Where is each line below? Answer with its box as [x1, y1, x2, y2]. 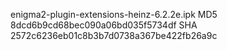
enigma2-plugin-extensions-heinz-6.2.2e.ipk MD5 [10, 9, 218, 20]
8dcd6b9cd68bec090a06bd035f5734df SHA [10, 19, 198, 31]
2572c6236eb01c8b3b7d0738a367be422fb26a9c [10, 30, 218, 41]
